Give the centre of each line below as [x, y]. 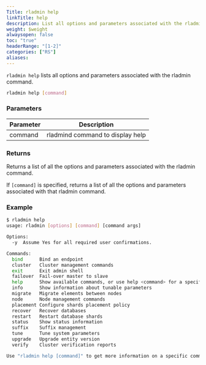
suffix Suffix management [49, 328]
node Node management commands [59, 299]
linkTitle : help [27, 18]
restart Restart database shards [57, 317]
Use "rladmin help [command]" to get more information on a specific [97, 356]
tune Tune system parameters [56, 334]
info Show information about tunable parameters [82, 288]
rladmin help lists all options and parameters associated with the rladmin [99, 75]
